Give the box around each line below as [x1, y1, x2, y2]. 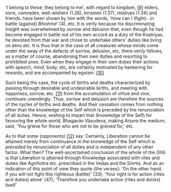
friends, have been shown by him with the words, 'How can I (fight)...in [5, 15, 154, 21]
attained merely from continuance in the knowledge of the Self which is [5, 138, 156, 144]
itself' [5, 182, 17, 188]
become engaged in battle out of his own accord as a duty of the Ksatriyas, [5, 32, 164, 37]
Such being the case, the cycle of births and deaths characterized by [5, 79, 151, 86]
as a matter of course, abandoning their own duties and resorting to [5, 53, 148, 59]
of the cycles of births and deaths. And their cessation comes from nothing [5, 101, 163, 107]
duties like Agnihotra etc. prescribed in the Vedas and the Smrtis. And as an [5, 160, 164, 166]
